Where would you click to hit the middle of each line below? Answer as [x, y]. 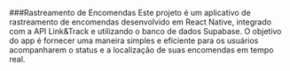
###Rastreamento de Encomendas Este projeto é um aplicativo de [130, 13]
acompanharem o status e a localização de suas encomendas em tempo [141, 50]
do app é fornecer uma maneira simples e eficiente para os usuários [134, 40]
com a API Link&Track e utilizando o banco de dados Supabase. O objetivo [145, 31]
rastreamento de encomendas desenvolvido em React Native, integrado [141, 22]
